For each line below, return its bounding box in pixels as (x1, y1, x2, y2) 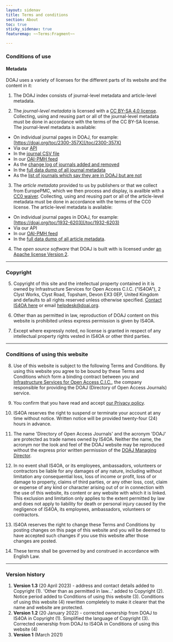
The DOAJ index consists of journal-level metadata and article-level (13, 92, 157, 99)
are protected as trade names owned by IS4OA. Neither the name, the (13, 436, 161, 442)
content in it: (6, 83, 32, 89)
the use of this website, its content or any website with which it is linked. (13, 489, 166, 496)
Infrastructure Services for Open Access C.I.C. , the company (13, 379, 142, 385)
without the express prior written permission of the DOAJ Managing (13, 447, 157, 453)
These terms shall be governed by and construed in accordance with (13, 547, 160, 554)
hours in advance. (13, 421, 52, 427)
